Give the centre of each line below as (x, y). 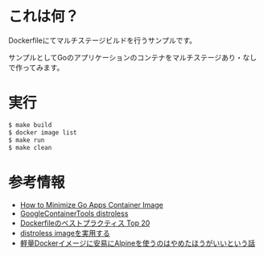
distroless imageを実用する (65, 233)
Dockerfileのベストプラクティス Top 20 (85, 223)
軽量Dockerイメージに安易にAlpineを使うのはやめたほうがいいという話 (138, 243)
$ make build (30, 125)
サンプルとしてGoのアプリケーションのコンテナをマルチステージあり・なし (133, 57)
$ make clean (30, 147)
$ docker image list (43, 132)
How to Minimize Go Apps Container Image (91, 205)
